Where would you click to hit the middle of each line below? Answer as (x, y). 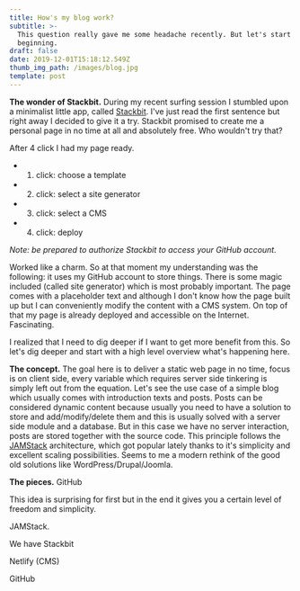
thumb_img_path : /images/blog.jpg (74, 68)
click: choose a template (81, 175)
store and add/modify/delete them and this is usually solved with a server (145, 416)
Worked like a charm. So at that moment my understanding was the (134, 267)
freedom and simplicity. (53, 508)
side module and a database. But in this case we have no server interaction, (150, 426)
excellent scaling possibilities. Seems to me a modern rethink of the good (145, 454)
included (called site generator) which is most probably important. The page (150, 286)
